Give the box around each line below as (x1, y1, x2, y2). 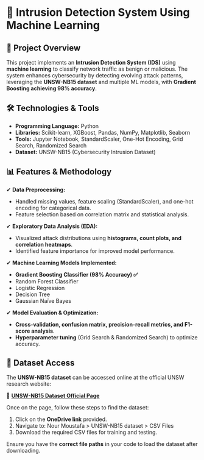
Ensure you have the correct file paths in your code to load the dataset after (6, 441, 198, 448)
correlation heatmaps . (15, 241, 73, 248)
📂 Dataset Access (6, 358, 75, 368)
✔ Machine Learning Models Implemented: (6, 259, 117, 266)
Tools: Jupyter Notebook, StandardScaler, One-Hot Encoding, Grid (15, 135, 183, 143)
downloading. (6, 447, 41, 455)
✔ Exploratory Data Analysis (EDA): (6, 222, 98, 230)
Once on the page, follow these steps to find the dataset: (6, 404, 149, 411)
